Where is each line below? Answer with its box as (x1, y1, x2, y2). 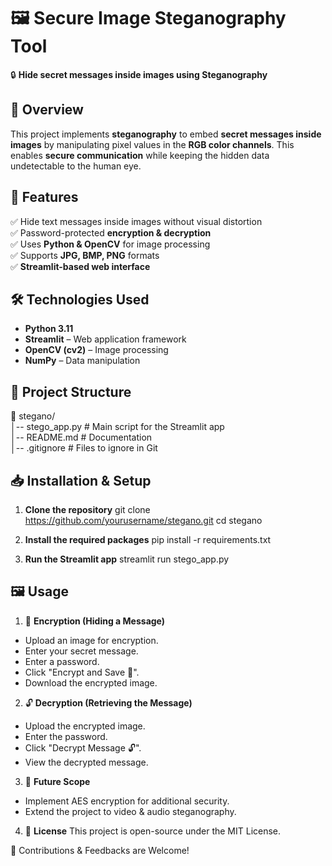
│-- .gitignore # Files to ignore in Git (10, 442, 158, 454)
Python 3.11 (24, 323, 74, 335)
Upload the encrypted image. (24, 720, 146, 732)
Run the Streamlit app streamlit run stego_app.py (24, 553, 230, 565)
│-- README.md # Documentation (10, 431, 153, 444)
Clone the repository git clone (24, 504, 151, 515)
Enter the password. (24, 730, 108, 742)
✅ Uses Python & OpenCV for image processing (10, 238, 211, 250)
